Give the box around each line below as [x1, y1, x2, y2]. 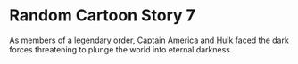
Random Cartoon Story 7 [9, 5, 196, 26]
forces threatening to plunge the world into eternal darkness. [9, 44, 233, 54]
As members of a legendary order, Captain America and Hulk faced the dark [9, 35, 290, 45]
